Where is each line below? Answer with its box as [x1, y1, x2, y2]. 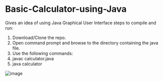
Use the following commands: [12, 50, 73, 56]
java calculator [12, 61, 42, 67]
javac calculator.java [12, 55, 54, 61]
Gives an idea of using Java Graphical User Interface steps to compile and [5, 20, 157, 26]
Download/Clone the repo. [12, 35, 66, 40]
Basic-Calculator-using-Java [5, 3, 127, 15]
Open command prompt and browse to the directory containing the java [12, 40, 159, 45]
